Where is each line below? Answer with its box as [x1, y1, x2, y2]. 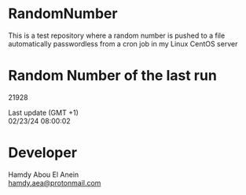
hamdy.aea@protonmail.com [8, 178, 101, 187]
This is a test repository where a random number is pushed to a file [8, 31, 226, 40]
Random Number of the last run [8, 67, 218, 85]
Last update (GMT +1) [8, 108, 79, 117]
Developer [8, 144, 77, 162]
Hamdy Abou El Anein [8, 170, 79, 179]
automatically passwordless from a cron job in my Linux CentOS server [8, 39, 238, 48]
